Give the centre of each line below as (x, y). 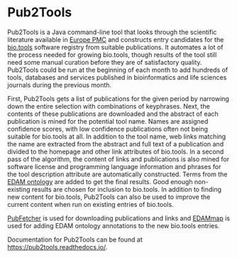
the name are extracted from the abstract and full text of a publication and (116, 144)
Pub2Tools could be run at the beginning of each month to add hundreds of (118, 70)
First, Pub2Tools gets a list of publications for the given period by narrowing (118, 98)
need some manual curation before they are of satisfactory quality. (105, 62)
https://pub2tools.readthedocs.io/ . (57, 247)
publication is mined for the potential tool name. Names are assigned (108, 121)
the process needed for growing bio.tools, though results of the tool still (112, 55)
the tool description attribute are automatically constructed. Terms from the (117, 174)
